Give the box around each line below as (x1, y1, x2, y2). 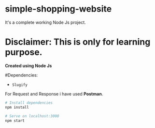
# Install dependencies (5, 100, 53, 105)
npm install (5, 105, 29, 110)
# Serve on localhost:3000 (5, 113, 59, 118)
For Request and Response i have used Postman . (5, 91, 103, 96)
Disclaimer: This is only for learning (5, 36, 151, 48)
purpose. (5, 47, 42, 58)
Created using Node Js (5, 63, 52, 68)
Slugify (12, 82, 28, 87)
